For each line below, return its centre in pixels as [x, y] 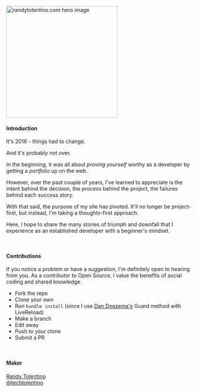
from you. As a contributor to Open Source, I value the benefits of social [94, 276]
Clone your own [34, 300]
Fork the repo [31, 293]
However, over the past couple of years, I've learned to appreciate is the [94, 182]
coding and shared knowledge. [44, 282]
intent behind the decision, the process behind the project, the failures [92, 189]
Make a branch [33, 319]
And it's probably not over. [39, 153]
